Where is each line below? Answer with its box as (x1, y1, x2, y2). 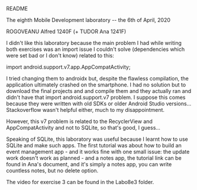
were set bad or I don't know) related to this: (6, 52, 114, 59)
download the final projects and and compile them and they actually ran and (6, 88, 192, 94)
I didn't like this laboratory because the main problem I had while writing (6, 40, 182, 46)
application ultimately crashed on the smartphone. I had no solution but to (6, 81, 186, 88)
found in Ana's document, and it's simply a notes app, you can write (6, 161, 172, 168)
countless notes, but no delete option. (6, 167, 99, 174)
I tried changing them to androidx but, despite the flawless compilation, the (6, 75, 189, 82)
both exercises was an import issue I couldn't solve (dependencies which (6, 46, 185, 53)
